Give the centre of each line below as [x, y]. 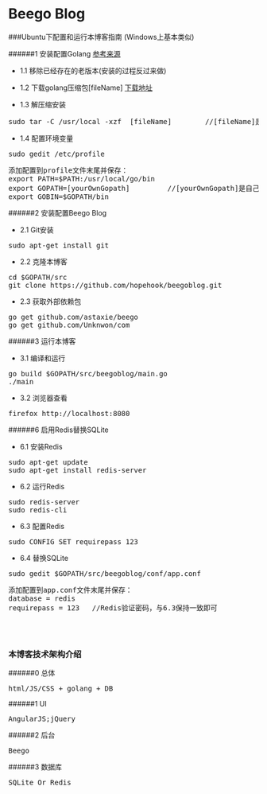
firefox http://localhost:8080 [69, 413]
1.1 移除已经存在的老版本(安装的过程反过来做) [93, 70]
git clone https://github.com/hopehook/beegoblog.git [115, 285]
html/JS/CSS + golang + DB [61, 689]
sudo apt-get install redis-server [77, 470]
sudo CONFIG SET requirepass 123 [74, 541]
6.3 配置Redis [42, 526]
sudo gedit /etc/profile [56, 154]
